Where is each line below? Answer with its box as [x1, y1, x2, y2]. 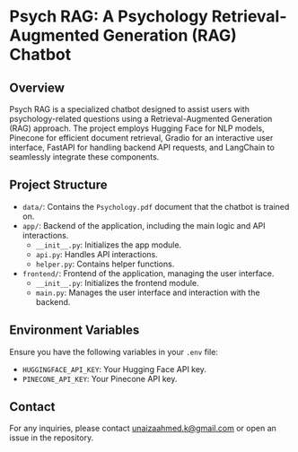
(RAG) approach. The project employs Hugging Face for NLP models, [9, 123, 265, 134]
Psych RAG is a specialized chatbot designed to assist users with [9, 104, 250, 114]
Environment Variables [9, 323, 140, 338]
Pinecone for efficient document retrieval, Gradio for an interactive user [9, 133, 274, 143]
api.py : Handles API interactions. [35, 248, 159, 259]
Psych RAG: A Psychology [9, 6, 208, 27]
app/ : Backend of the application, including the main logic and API [22, 220, 267, 230]
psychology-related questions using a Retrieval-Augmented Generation [9, 114, 273, 124]
